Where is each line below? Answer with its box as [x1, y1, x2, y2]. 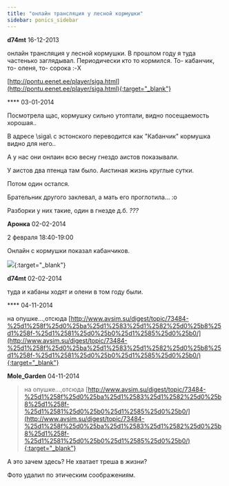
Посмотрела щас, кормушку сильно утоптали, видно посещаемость [7, 111, 210, 120]
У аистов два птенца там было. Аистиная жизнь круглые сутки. [7, 166, 195, 174]
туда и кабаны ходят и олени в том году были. [7, 288, 143, 296]
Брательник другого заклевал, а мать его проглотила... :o [7, 193, 177, 201]
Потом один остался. [7, 179, 70, 187]
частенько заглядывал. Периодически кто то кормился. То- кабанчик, [7, 56, 215, 64]
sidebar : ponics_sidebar [7, 17, 79, 24]
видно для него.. [7, 139, 57, 147]
